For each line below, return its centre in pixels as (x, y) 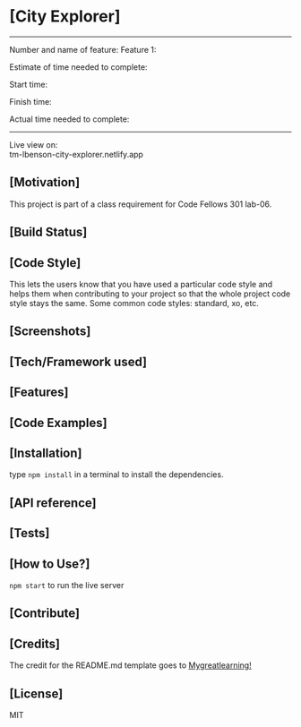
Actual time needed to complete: (69, 119)
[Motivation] (45, 182)
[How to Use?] (50, 564)
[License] (36, 693)
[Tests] (30, 533)
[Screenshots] (50, 332)
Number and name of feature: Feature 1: (83, 49)
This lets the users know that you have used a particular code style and (141, 284)
